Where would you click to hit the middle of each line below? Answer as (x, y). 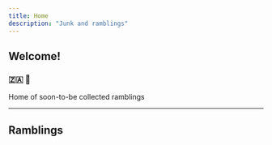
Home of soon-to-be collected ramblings (76, 97)
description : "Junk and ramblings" (68, 23)
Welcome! (34, 56)
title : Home (28, 16)
